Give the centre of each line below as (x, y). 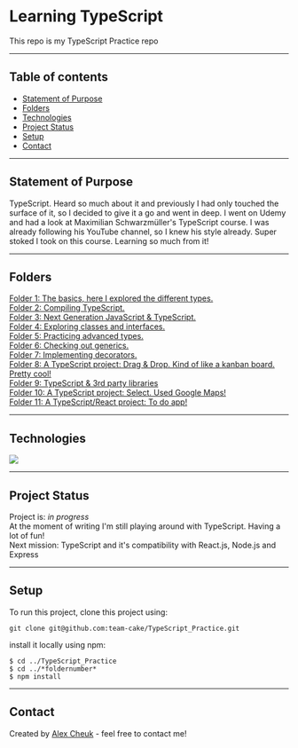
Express (24, 555)
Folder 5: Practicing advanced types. (76, 336)
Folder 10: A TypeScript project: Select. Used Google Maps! (118, 393)
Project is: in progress (49, 517)
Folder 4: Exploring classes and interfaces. (87, 327)
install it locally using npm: (58, 644)
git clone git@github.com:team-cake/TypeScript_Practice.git (125, 628)
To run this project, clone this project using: (89, 612)
